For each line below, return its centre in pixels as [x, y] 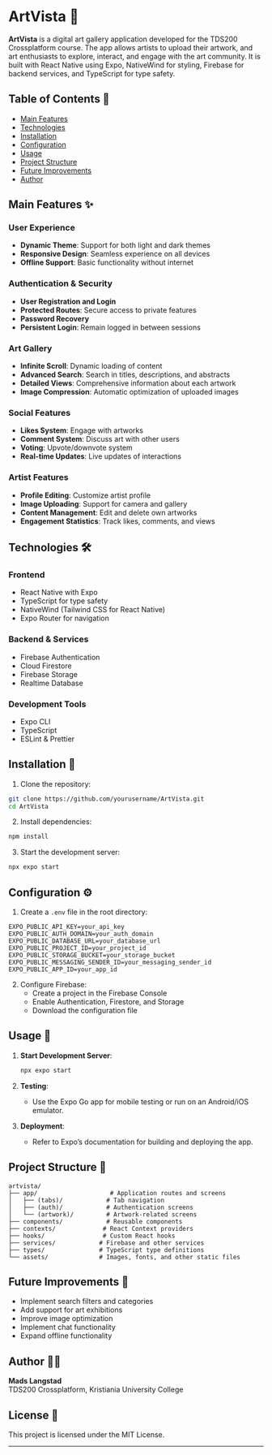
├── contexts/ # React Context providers [101, 1228]
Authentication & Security [61, 283]
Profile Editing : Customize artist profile [85, 495]
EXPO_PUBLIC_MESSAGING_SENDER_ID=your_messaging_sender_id [110, 963]
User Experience [42, 228]
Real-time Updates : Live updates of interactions [101, 456]
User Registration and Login [68, 301]
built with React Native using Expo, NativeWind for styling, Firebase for [126, 65]
